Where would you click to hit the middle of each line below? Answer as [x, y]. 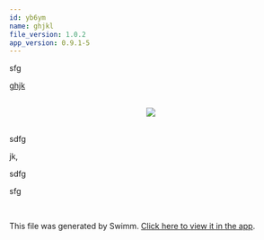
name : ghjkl [31, 26]
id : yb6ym [28, 18]
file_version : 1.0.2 [48, 34]
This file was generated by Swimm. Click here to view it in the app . [132, 227]
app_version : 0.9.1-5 [50, 43]
